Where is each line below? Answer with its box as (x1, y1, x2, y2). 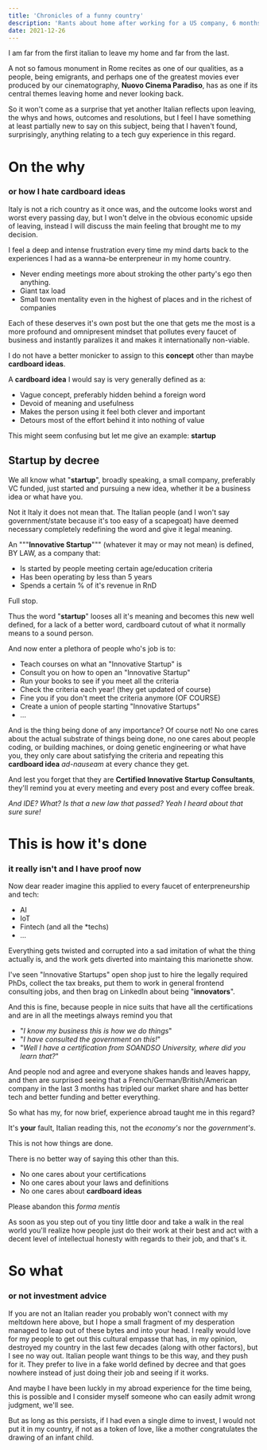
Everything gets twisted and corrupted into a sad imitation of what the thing (8, 946, 256, 956)
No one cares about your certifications (19, 1170, 147, 1179)
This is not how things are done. (8, 1139, 114, 1148)
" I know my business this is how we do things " (19, 1026, 172, 1036)
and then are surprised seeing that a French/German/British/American (8, 1076, 238, 1085)
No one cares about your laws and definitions (19, 1178, 169, 1187)
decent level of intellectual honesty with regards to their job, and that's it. (8, 1234, 248, 1244)
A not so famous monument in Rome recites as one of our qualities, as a (8, 64, 244, 73)
